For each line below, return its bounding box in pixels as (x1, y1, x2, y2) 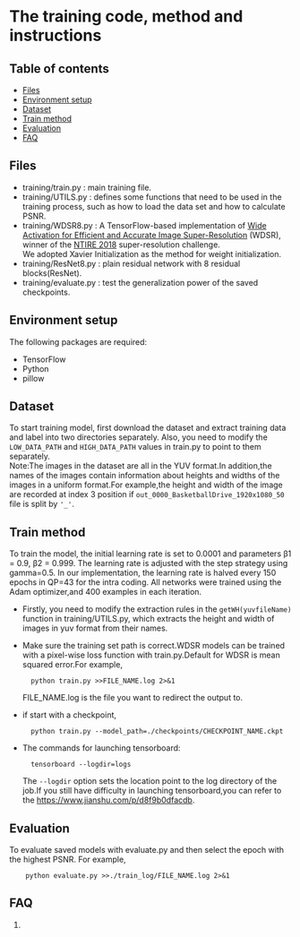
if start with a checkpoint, (21, 709, 117, 720)
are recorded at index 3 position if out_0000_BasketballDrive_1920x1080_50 (9, 489, 285, 500)
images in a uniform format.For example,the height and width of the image (9, 479, 284, 490)
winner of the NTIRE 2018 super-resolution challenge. (21, 239, 221, 250)
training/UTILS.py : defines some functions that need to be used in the (21, 191, 282, 202)
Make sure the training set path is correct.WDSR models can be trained (21, 640, 285, 651)
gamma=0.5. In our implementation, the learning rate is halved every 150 (9, 567, 277, 579)
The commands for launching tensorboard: (21, 743, 181, 753)
